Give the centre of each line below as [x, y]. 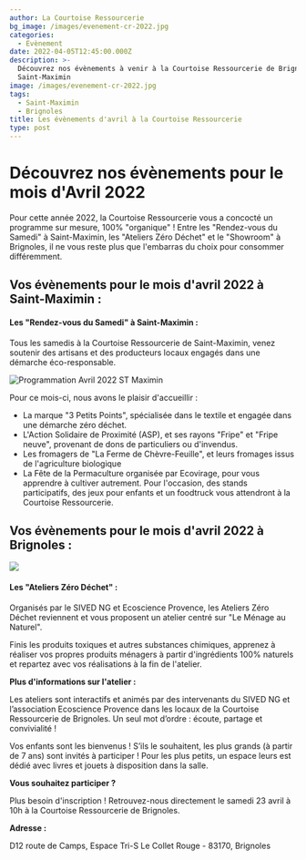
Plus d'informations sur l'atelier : [73, 681]
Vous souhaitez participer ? [63, 783]
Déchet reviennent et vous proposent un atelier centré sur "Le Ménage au [148, 617]
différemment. [36, 256]
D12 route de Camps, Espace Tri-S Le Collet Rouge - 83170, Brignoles [140, 845]
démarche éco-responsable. [63, 362]
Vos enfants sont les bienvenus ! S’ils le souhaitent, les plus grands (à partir [151, 746]
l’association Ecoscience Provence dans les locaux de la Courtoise [134, 709]
